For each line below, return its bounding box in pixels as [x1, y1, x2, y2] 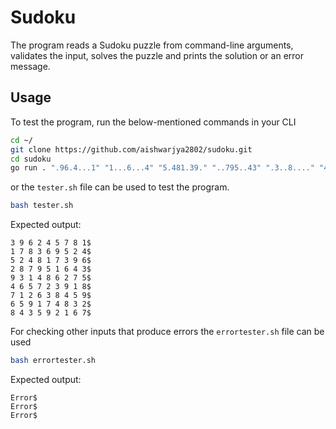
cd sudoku [10, 154, 52, 164]
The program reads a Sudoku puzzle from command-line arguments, [10, 39, 294, 51]
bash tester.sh [10, 201, 74, 211]
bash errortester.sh [10, 356, 97, 366]
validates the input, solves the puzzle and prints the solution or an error [10, 49, 304, 61]
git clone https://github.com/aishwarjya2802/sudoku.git [10, 144, 253, 155]
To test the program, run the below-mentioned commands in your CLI [10, 116, 297, 128]
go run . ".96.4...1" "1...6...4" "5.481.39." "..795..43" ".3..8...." [10, 163, 315, 173]
